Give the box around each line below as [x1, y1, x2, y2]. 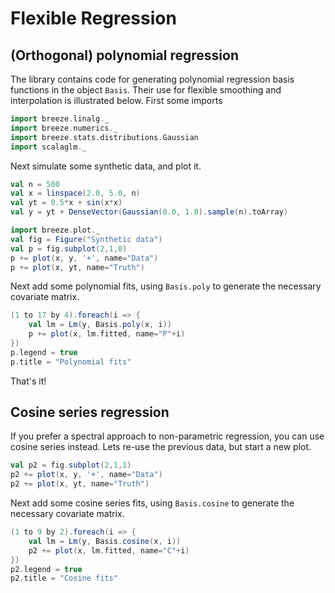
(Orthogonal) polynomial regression [10, 47, 239, 64]
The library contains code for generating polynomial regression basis [10, 73, 295, 85]
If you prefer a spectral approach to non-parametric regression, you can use [10, 430, 325, 442]
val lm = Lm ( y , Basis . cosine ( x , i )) [28, 536, 182, 546]
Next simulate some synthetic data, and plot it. [10, 160, 202, 172]
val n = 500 [10, 179, 60, 189]
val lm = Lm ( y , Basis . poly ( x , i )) [28, 320, 172, 330]
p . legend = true [10, 347, 78, 357]
